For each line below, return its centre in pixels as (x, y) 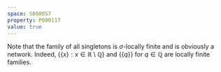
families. (19, 62)
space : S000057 (29, 14)
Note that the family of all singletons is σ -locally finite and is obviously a (111, 47)
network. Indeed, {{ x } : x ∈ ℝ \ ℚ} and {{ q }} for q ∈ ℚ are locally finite (109, 55)
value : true (24, 27)
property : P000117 (34, 20)
